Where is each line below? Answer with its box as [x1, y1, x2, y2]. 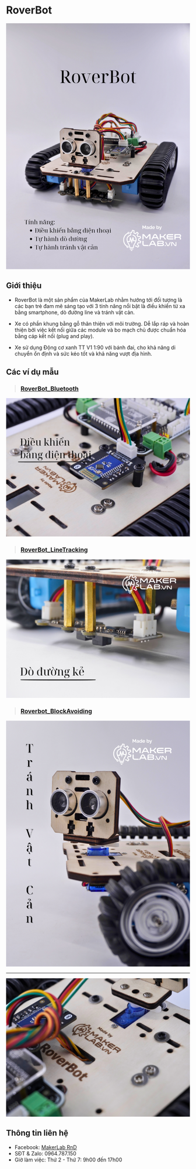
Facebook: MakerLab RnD [14, 1143, 77, 1151]
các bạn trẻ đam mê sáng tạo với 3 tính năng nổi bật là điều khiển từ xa [14, 302, 185, 309]
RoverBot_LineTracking [20, 546, 88, 554]
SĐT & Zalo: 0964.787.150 [14, 1150, 77, 1157]
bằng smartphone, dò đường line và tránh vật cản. [14, 309, 135, 316]
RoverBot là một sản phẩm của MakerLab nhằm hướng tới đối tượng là [14, 296, 183, 303]
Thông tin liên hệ [6, 1128, 69, 1138]
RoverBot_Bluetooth [20, 385, 79, 393]
